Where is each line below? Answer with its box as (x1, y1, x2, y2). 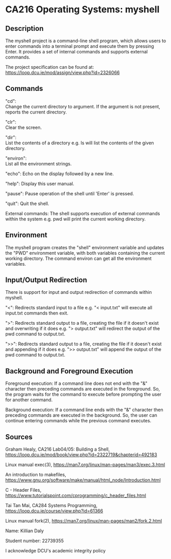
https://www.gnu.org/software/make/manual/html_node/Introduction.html (5, 477, 161, 483)
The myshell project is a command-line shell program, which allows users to (5, 38, 166, 44)
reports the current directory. (5, 109, 67, 115)
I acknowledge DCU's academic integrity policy (5, 548, 106, 554)
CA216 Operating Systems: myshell (5, 4, 160, 15)
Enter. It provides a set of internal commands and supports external (5, 49, 148, 54)
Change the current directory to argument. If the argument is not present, (5, 103, 161, 109)
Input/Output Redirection (5, 276, 87, 285)
